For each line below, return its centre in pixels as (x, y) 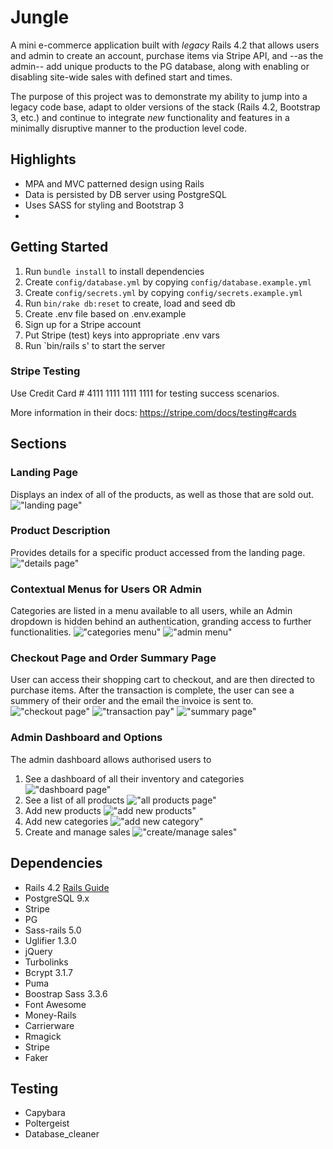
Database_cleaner (62, 1134)
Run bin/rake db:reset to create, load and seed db (130, 303)
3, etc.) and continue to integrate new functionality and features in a (150, 117)
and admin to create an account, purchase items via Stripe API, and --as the (167, 55)
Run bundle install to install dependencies (114, 271)
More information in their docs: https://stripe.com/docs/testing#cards (153, 412)
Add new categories (66, 821)
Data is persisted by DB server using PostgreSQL (125, 194)
